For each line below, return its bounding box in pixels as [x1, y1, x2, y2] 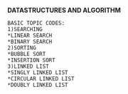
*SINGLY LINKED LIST [7, 69, 69, 76]
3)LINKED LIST [7, 63, 50, 70]
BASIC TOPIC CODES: [7, 20, 65, 27]
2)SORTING [7, 45, 37, 52]
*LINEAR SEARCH [7, 32, 53, 39]
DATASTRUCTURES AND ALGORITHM [7, 6, 121, 14]
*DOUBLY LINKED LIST [7, 81, 69, 88]
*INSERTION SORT [7, 57, 55, 64]
